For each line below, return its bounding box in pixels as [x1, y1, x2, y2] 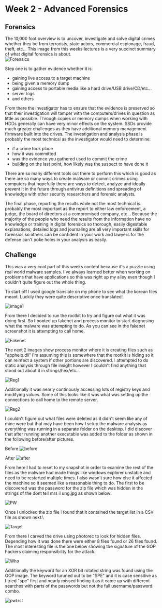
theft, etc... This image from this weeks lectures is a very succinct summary [5, 46, 156, 52]
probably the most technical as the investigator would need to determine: [5, 136, 151, 142]
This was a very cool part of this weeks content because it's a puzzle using [5, 263, 155, 269]
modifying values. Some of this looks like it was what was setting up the [5, 391, 148, 397]
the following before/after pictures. [5, 436, 74, 442]
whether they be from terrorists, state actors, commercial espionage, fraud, [5, 41, 156, 47]
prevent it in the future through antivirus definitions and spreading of [5, 186, 142, 191]
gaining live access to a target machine [12, 75, 90, 81]
